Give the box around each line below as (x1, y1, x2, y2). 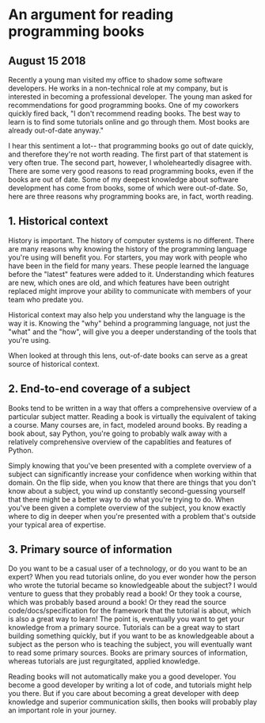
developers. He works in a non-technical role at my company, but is (8, 83, 229, 93)
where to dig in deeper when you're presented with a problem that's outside (8, 511, 256, 521)
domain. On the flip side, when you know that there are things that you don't (8, 478, 256, 487)
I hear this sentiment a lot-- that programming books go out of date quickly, (8, 141, 254, 150)
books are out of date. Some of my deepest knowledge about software (8, 175, 239, 184)
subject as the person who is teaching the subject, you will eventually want (8, 640, 252, 649)
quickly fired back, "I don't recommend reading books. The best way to (8, 109, 241, 118)
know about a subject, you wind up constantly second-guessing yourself (8, 486, 246, 495)
